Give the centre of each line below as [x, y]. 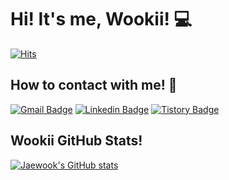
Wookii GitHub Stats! [76, 141]
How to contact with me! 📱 [94, 85]
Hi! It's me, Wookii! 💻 [101, 19]
